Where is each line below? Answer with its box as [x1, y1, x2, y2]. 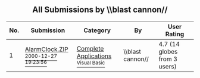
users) [158, 62, 177, 70]
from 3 [158, 55, 177, 63]
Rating [165, 30, 185, 38]
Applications [76, 52, 112, 60]
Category [83, 26, 111, 35]
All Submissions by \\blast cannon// [32, 5, 168, 15]
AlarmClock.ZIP [24, 45, 68, 53]
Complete [76, 44, 104, 52]
